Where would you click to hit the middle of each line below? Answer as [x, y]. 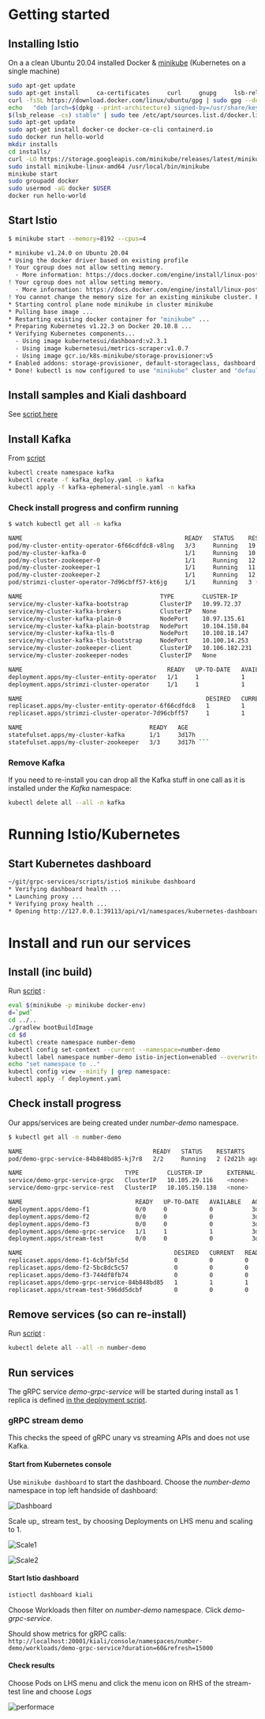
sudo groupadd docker [44, 181]
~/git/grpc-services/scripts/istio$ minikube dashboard [102, 882]
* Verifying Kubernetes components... [72, 334]
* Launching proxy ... [45, 896]
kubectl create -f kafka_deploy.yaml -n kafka [86, 480]
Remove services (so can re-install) [97, 1314]
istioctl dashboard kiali [50, 1595]
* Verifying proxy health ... [58, 904]
